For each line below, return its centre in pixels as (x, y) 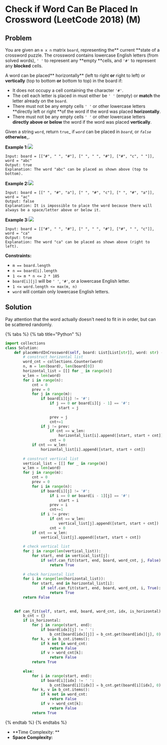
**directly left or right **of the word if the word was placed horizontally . (86, 111)
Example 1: (17, 147)
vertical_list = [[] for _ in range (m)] (65, 463)
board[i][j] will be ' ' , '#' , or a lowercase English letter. (71, 281)
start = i (69, 500)
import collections (25, 343)
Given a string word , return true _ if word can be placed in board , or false (78, 132)
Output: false (20, 201)
